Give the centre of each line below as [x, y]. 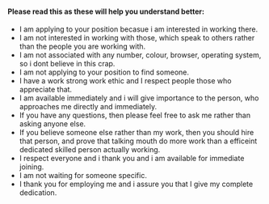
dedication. [38, 193]
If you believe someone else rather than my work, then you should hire [137, 133]
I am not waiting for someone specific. [83, 176]
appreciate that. [46, 90]
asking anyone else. [53, 124]
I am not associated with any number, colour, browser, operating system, [140, 55]
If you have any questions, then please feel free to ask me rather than [135, 115]
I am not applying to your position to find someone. [104, 72]
